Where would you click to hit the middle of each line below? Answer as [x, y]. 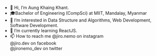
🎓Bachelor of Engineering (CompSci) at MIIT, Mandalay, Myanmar [78, 13]
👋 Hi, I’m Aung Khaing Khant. [39, 8]
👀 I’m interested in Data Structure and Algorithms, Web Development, [80, 20]
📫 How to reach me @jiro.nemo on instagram [57, 36]
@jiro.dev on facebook [33, 43]
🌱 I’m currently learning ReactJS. [43, 30]
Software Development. [34, 25]
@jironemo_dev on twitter [36, 48]
